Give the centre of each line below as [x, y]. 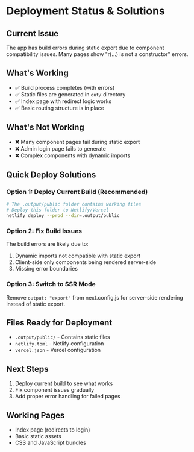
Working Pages [36, 415]
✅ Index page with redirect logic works [63, 101]
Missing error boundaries [46, 269]
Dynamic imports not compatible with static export [77, 256]
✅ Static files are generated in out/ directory [70, 94]
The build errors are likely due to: [47, 244]
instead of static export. [36, 304]
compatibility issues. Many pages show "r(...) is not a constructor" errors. [97, 54]
